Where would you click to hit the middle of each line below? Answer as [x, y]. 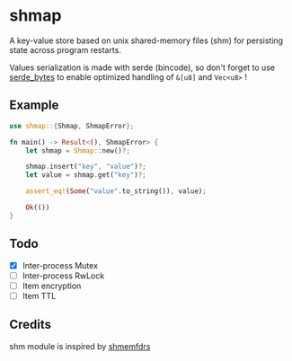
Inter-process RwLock [63, 276]
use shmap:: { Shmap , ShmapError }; [72, 126]
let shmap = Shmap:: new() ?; [78, 150]
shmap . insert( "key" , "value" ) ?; [86, 167]
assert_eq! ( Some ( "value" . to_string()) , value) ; [116, 191]
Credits [31, 325]
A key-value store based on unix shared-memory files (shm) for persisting [146, 40]
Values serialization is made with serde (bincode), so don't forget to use [142, 67]
